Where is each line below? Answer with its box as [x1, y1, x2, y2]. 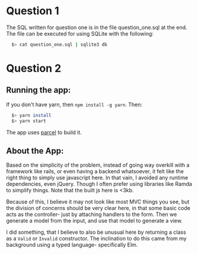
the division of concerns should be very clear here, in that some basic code [6, 205, 191, 212]
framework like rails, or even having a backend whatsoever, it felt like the [6, 168, 184, 175]
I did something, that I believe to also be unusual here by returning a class [6, 228, 187, 236]
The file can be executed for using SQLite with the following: [6, 30, 154, 37]
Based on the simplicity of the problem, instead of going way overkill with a [6, 161, 190, 169]
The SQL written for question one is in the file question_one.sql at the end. [6, 24, 188, 31]
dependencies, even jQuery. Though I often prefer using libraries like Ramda [6, 180, 193, 188]
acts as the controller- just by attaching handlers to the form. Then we [6, 211, 177, 218]
